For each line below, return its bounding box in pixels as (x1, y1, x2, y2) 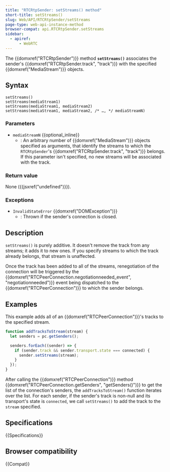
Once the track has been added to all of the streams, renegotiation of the (5, 263, 159, 269)
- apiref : (10, 37, 31, 42)
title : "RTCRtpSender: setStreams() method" (5, 7, 102, 13)
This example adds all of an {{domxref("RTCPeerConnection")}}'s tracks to (5, 313, 164, 320)
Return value (5, 172, 38, 179)
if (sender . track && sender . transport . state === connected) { (14, 348, 150, 353)
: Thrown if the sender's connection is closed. (20, 214, 117, 220)
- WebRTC (18, 41, 38, 46)
